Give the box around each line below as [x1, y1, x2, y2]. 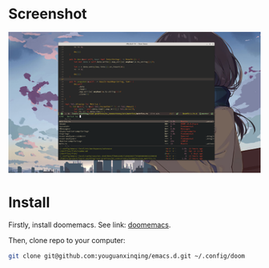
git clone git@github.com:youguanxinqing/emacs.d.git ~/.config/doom [8, 252, 246, 260]
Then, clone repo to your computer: [8, 235, 126, 245]
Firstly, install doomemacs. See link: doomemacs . [8, 220, 171, 229]
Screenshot [8, 5, 87, 23]
